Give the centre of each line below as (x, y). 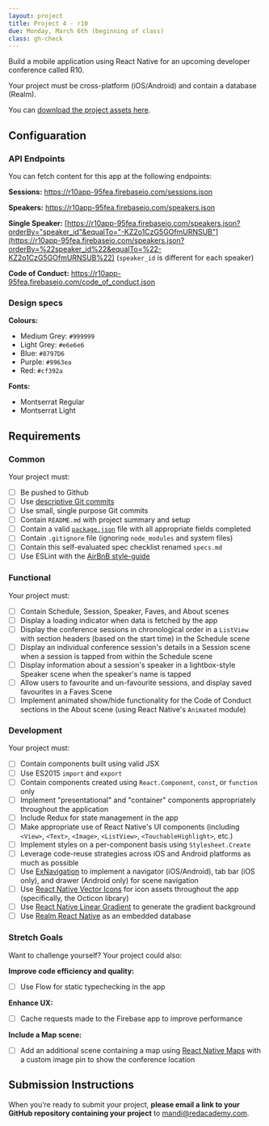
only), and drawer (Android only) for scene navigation (109, 881)
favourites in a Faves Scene (66, 692)
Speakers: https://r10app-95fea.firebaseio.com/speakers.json (112, 207)
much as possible (49, 862)
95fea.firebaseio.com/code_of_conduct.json (82, 282)
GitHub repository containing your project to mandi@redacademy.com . (129, 1113)
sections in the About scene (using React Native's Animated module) (133, 710)
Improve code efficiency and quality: (71, 971)
